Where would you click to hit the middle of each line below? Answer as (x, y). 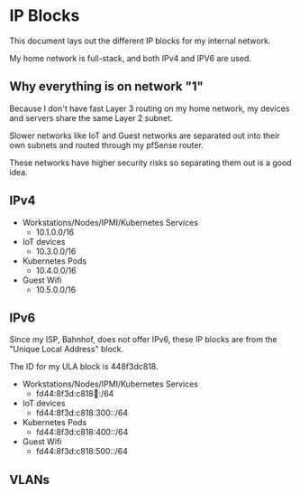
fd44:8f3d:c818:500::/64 (82, 452)
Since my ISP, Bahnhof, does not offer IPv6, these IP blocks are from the (143, 340)
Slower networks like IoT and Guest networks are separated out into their (145, 135)
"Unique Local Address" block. (67, 350)
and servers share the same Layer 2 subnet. (91, 117)
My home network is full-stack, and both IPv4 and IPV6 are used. (131, 58)
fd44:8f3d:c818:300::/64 (82, 413)
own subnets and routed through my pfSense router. (107, 144)
